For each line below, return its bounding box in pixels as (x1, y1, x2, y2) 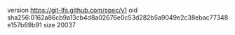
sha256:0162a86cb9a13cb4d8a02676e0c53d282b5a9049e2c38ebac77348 (7, 13, 229, 22)
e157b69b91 (7, 21, 42, 29)
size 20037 (43, 21, 76, 29)
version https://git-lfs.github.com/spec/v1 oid (7, 6, 138, 14)
